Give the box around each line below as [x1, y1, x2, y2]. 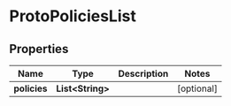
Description [118, 68, 169, 79]
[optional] [176, 82, 219, 95]
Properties [9, 42, 69, 57]
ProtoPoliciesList [9, 6, 137, 26]
